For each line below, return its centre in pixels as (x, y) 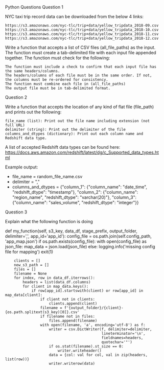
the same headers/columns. (33, 71)
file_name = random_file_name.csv (47, 176)
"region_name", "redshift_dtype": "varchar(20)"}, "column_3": (74, 197)
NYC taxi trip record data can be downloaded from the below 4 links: (74, 16)
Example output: (22, 167)
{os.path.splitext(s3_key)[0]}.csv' (42, 312)
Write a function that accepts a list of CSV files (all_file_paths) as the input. (80, 47)
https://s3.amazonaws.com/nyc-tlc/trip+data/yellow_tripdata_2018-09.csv (82, 25)
